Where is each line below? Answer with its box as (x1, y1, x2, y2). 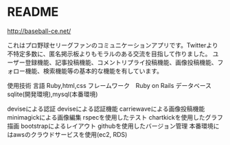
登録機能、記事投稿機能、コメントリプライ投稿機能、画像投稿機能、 (25, 58, 218, 66)
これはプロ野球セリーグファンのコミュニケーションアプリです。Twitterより (7, 41, 218, 49)
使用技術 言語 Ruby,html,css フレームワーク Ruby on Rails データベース (7, 81, 211, 89)
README (7, 4, 59, 20)
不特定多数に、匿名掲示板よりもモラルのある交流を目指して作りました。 (7, 49, 211, 58)
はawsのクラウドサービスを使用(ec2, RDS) (7, 130, 128, 138)
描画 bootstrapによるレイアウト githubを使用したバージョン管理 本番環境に (7, 122, 220, 130)
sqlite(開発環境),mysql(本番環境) (7, 90, 98, 98)
